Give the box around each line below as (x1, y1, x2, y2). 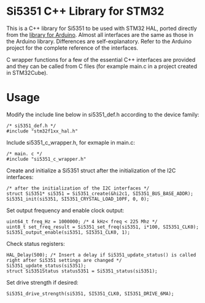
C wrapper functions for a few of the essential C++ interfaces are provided (6, 56, 196, 63)
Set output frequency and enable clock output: (6, 207, 125, 214)
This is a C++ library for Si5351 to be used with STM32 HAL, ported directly (6, 25, 198, 32)
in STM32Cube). (6, 69, 48, 76)
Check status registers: (6, 240, 66, 247)
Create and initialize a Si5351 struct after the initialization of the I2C (6, 167, 176, 174)
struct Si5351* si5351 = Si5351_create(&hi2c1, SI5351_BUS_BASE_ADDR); (6, 190, 193, 197)
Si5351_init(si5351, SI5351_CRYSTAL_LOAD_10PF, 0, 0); (6, 196, 150, 202)
